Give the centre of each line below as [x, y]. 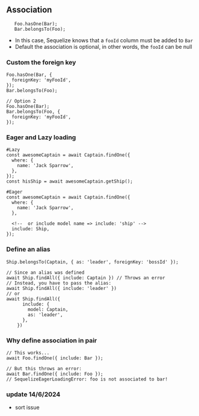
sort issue [27, 408]
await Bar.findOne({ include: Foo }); [55, 374]
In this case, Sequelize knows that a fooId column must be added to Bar [104, 40]
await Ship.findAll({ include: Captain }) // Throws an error [86, 278]
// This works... [28, 353]
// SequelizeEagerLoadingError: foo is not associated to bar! [87, 379]
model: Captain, [48, 309]
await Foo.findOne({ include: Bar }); [55, 358]
